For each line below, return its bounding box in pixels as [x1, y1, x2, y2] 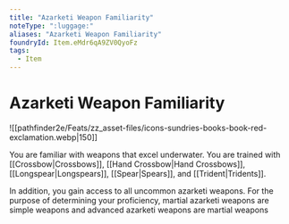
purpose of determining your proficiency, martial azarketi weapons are [9, 195, 270, 205]
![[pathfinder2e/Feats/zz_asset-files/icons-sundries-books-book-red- [9, 122, 268, 133]
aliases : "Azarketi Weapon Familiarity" [9, 29, 163, 38]
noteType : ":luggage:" [9, 21, 94, 30]
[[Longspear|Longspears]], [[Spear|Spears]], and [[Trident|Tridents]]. [9, 168, 267, 178]
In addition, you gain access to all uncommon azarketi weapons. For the [9, 185, 275, 196]
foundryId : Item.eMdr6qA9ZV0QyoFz [9, 37, 139, 47]
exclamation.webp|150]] [9, 131, 98, 143]
